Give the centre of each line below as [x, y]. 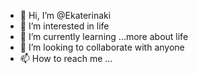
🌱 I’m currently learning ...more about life [104, 36]
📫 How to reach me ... [66, 58]
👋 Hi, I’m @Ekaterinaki [65, 15]
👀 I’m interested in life [64, 26]
